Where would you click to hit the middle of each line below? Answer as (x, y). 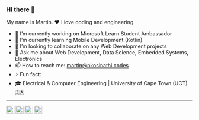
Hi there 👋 (21, 9)
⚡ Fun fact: (28, 74)
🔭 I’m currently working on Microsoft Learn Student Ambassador (93, 34)
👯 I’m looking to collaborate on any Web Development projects (91, 46)
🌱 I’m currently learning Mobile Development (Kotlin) (78, 40)
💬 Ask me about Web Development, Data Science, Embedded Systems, (101, 53)
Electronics (28, 59)
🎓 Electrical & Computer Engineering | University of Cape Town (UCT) (101, 83)
